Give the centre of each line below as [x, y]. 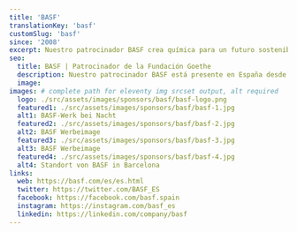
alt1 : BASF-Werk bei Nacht [67, 116]
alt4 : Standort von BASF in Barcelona [89, 165]
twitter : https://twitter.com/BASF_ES [89, 190]
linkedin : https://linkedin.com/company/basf [103, 214]
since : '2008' [35, 42]
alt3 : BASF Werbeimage [59, 148]
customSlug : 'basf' [45, 34]
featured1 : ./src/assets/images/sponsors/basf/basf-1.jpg [126, 108]
